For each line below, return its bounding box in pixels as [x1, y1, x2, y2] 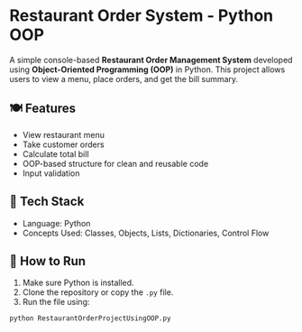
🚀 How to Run [9, 254, 87, 269]
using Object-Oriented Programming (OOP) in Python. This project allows [9, 64, 286, 75]
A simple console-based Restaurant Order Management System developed [9, 54, 293, 65]
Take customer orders [22, 139, 105, 150]
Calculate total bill [22, 148, 89, 159]
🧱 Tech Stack [9, 194, 85, 209]
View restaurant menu [22, 129, 105, 140]
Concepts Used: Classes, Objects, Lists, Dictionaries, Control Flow [22, 227, 270, 238]
